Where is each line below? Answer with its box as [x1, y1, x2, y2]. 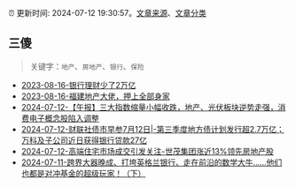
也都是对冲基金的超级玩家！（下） [20, 168, 146, 178]
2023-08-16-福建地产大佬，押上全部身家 [20, 91, 170, 101]
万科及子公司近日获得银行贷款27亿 [20, 135, 148, 146]
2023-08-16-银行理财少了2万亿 [20, 79, 136, 90]
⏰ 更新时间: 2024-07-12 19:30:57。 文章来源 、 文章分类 [8, 8, 207, 18]
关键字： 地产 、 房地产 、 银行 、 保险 [29, 61, 144, 71]
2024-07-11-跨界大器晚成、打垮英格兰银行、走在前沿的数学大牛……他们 [20, 157, 283, 168]
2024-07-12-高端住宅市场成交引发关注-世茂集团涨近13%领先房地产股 [20, 146, 275, 156]
